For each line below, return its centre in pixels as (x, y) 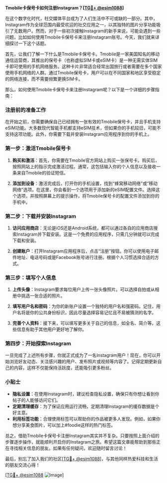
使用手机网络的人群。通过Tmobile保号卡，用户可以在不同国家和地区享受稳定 (83, 73)
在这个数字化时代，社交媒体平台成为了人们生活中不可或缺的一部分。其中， (81, 18)
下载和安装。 (25, 240)
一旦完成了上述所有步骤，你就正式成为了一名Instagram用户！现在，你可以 (81, 355)
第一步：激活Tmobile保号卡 (38, 148)
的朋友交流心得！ (23, 465)
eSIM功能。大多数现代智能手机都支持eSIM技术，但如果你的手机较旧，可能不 (83, 128)
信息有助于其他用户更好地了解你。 (52, 329)
